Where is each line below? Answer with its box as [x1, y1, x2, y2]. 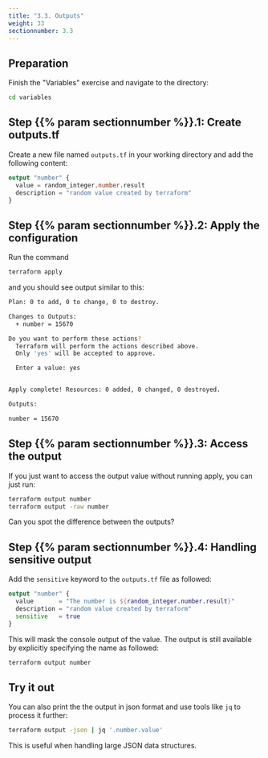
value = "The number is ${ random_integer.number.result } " [15, 597, 235, 606]
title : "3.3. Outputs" [8, 11, 84, 20]
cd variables [8, 93, 52, 101]
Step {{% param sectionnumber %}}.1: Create [8, 116, 242, 130]
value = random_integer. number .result [15, 181, 146, 189]
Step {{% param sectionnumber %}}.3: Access [8, 437, 249, 451]
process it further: [8, 711, 68, 720]
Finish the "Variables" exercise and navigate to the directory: [8, 78, 209, 88]
